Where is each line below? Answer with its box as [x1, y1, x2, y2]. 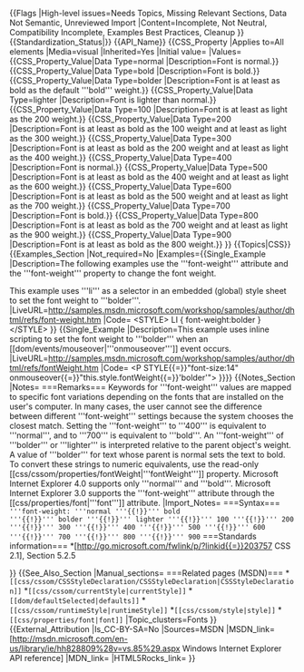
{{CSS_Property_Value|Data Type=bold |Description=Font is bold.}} [9, 65, 260, 76]
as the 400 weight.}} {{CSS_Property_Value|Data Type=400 [9, 152, 232, 162]
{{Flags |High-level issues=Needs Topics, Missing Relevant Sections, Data [9, 8, 288, 18]
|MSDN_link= [226, 624, 275, 634]
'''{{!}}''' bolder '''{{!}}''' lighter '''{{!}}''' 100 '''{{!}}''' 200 [9, 515, 295, 524]
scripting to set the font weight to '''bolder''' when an [9, 334, 209, 344]
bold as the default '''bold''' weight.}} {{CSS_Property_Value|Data [9, 85, 254, 95]
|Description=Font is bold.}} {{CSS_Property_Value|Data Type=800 [9, 210, 259, 220]
